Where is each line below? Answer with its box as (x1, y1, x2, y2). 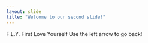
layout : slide (6, 8, 42, 15)
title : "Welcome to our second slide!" (6, 14, 106, 20)
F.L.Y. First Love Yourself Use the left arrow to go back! (6, 30, 143, 37)
